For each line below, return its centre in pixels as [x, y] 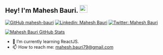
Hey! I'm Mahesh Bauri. [42, 11]
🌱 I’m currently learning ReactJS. [46, 41]
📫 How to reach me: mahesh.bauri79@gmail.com [63, 47]
